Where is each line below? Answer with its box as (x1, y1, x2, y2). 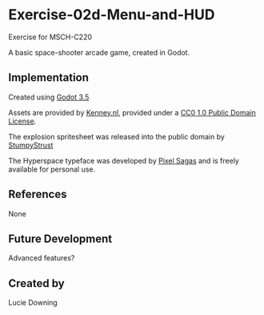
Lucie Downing (8, 298, 58, 308)
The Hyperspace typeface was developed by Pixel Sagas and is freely (8, 155, 240, 165)
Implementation (8, 71, 90, 85)
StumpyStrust (8, 140, 54, 150)
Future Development (8, 232, 113, 245)
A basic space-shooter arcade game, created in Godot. (8, 47, 190, 57)
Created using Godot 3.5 (8, 92, 90, 102)
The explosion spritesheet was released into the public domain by (8, 131, 226, 141)
